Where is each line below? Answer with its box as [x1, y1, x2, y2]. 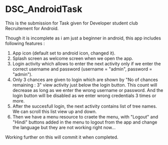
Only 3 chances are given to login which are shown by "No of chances [12, 76, 158, 82]
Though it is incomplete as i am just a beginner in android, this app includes [5, 35, 161, 41]
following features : [5, 40, 45, 46]
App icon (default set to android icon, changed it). [12, 50, 116, 56]
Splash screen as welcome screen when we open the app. [12, 55, 133, 61]
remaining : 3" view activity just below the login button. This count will [12, 81, 157, 88]
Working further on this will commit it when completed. [5, 134, 119, 140]
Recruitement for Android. [5, 25, 59, 31]
